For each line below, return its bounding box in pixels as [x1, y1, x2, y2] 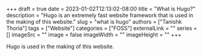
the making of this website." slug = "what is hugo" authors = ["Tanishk [6, 18, 182, 25]
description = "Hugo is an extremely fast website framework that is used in [6, 12, 194, 19]
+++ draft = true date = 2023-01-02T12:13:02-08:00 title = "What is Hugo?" [6, 5, 196, 12]
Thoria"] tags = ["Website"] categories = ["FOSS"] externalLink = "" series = [6, 24, 197, 32]
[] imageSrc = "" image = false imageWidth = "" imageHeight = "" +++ [6, 31, 182, 38]
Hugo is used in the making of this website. [6, 43, 114, 50]
